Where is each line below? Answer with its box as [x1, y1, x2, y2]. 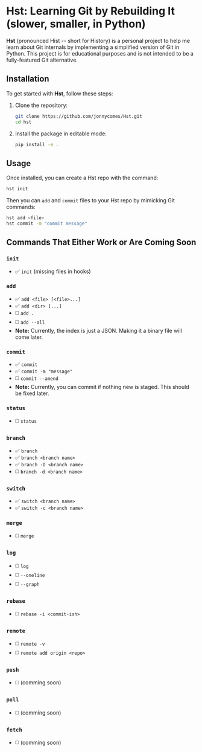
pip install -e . [14, 141, 59, 147]
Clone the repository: [14, 101, 68, 109]
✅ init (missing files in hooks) [14, 268, 92, 275]
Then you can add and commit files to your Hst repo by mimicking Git [6, 197, 175, 204]
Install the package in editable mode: [14, 130, 107, 137]
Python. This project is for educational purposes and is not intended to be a [6, 50, 194, 57]
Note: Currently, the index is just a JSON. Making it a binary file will [14, 327, 182, 334]
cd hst [14, 119, 32, 125]
